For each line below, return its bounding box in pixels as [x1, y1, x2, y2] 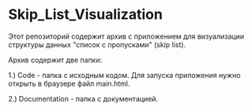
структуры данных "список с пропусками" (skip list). [8, 39, 186, 49]
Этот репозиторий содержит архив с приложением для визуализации [8, 31, 245, 41]
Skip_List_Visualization [8, 6, 164, 24]
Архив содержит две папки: [8, 55, 103, 65]
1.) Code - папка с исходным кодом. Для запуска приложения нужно [8, 70, 241, 80]
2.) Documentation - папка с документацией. [8, 94, 159, 103]
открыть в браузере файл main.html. [8, 79, 130, 88]
